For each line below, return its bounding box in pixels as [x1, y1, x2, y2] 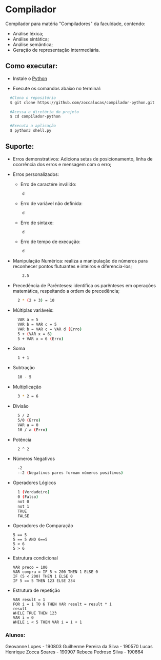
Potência [12, 436, 32, 443]
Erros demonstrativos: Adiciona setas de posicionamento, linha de [12, 155, 153, 162]
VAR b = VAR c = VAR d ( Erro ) [17, 327, 82, 332]
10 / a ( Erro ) [17, 427, 48, 432]
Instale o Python [12, 75, 48, 82]
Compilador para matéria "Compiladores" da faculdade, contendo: [5, 21, 146, 27]
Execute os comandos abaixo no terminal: [12, 85, 102, 91]
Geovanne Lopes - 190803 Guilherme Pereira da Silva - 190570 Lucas [5, 643, 153, 649]
